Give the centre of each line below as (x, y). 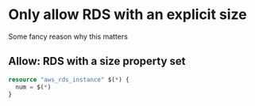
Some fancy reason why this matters (68, 36)
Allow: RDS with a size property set (97, 61)
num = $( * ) (33, 87)
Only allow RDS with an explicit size (128, 15)
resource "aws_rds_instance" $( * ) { (69, 79)
